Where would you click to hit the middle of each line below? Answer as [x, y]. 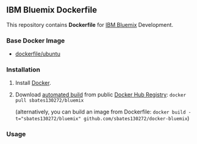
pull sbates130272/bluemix [49, 101]
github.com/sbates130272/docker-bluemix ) [136, 118]
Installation [23, 70]
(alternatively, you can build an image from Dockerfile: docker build [100, 112]
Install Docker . [33, 83]
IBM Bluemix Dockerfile [52, 10]
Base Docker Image [36, 40]
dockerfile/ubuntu [38, 54]
